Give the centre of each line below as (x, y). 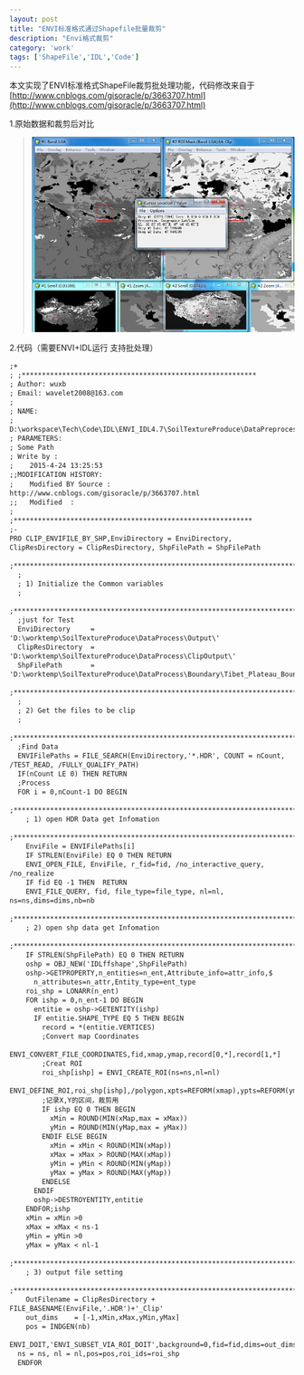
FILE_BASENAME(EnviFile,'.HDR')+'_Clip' (87, 1309)
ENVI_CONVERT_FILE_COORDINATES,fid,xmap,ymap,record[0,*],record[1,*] (145, 1055)
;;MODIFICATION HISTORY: (56, 475)
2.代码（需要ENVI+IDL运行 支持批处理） (84, 348)
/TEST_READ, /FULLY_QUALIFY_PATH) (75, 765)
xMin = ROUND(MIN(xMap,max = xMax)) (119, 1119)
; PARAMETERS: (36, 439)
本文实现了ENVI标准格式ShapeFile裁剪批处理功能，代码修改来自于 (132, 85)
